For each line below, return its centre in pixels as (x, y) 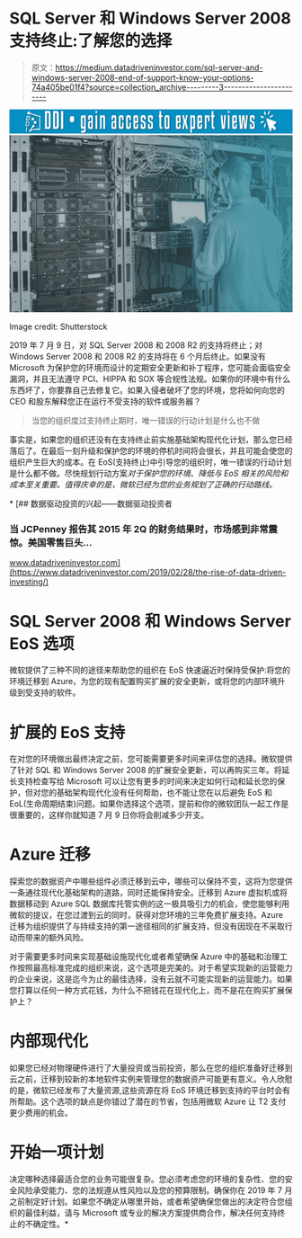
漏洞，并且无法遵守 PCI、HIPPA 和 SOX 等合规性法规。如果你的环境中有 (142, 379)
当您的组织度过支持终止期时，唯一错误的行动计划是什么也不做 (146, 421)
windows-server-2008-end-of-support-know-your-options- (142, 77)
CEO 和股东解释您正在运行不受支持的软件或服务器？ (106, 402)
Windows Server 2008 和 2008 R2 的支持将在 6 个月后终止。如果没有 (138, 357)
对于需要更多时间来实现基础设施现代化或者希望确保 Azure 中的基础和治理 (145, 957)
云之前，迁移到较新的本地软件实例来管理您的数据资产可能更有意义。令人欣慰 (151, 1079)
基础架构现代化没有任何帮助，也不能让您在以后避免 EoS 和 (164, 793)
